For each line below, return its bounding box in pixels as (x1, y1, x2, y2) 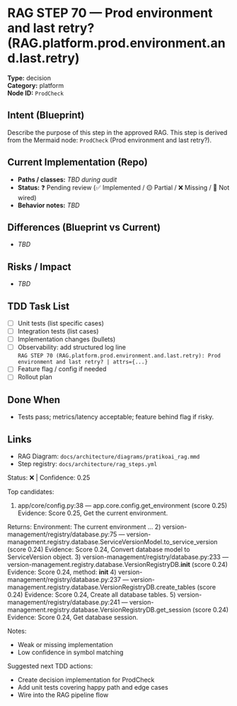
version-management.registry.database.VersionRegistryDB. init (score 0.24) (7, 561, 229, 568)
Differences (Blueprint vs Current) (7, 221, 161, 233)
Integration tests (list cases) (17, 327, 99, 336)
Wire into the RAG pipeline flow (17, 690, 109, 699)
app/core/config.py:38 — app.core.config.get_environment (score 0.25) (17, 502, 228, 509)
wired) (17, 193, 37, 202)
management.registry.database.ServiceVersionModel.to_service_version (7, 538, 218, 546)
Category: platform (7, 81, 64, 89)
